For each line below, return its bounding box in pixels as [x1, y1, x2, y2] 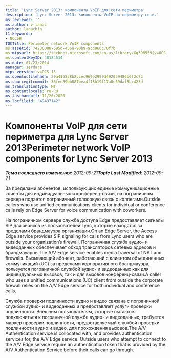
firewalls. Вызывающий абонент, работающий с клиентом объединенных [5, 255, 165, 262]
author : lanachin [5, 27, 42, 32]
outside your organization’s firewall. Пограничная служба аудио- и [5, 239, 148, 245]
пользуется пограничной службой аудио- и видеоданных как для [5, 266, 149, 272]
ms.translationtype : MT [5, 84, 56, 89]
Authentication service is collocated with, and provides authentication [5, 330, 153, 336]
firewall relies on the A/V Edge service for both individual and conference [5, 283, 160, 289]
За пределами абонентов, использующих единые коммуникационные [5, 185, 159, 191]
